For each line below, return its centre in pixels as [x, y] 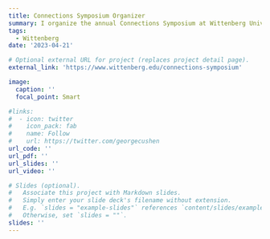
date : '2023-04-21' [41, 46]
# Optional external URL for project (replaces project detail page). [129, 60]
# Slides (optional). [45, 185]
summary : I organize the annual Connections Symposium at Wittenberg [127, 23]
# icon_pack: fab [43, 126]
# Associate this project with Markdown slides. [95, 193]
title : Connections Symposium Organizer [77, 16]
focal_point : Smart [48, 97]
